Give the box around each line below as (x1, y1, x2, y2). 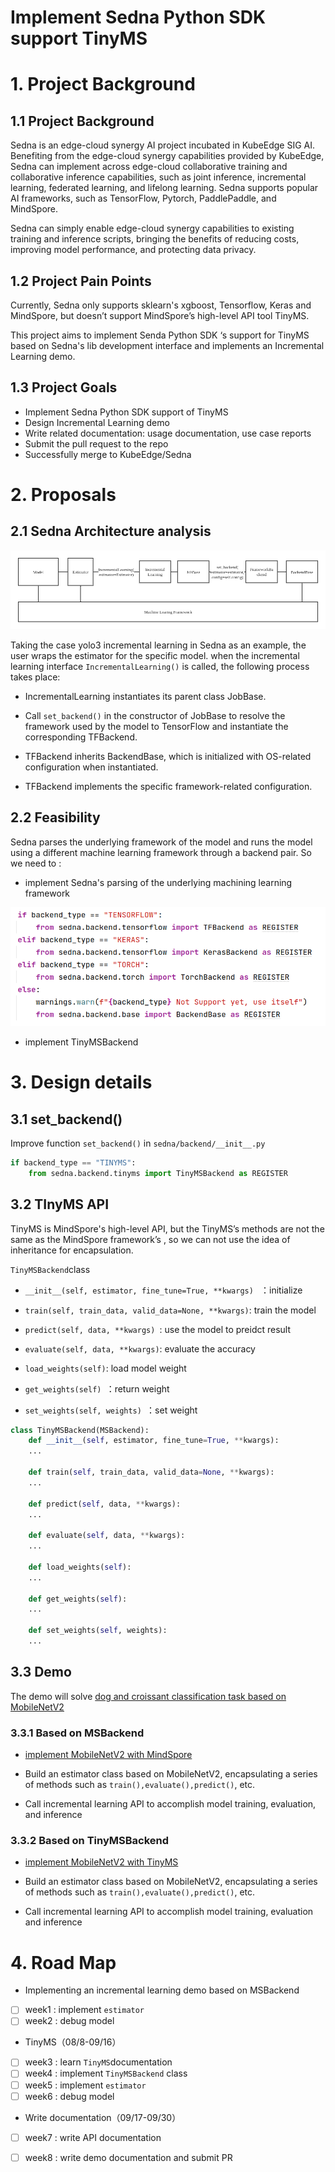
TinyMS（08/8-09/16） (24, 2036, 122, 2048)
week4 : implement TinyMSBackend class (24, 2067, 188, 2080)
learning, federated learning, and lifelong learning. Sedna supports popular (10, 182, 319, 194)
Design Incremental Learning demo (24, 416, 170, 428)
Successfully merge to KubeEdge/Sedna (24, 448, 192, 460)
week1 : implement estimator (24, 2004, 145, 2016)
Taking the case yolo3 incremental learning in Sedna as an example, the (10, 639, 307, 651)
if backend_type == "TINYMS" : (10, 1158, 137, 1168)
